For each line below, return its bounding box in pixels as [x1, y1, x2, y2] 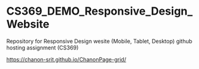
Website [6, 17, 50, 31]
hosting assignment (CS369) [6, 44, 79, 51]
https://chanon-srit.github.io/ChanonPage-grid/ [6, 56, 127, 63]
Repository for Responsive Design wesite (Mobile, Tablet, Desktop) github [6, 37, 193, 45]
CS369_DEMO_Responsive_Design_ [6, 4, 193, 18]
